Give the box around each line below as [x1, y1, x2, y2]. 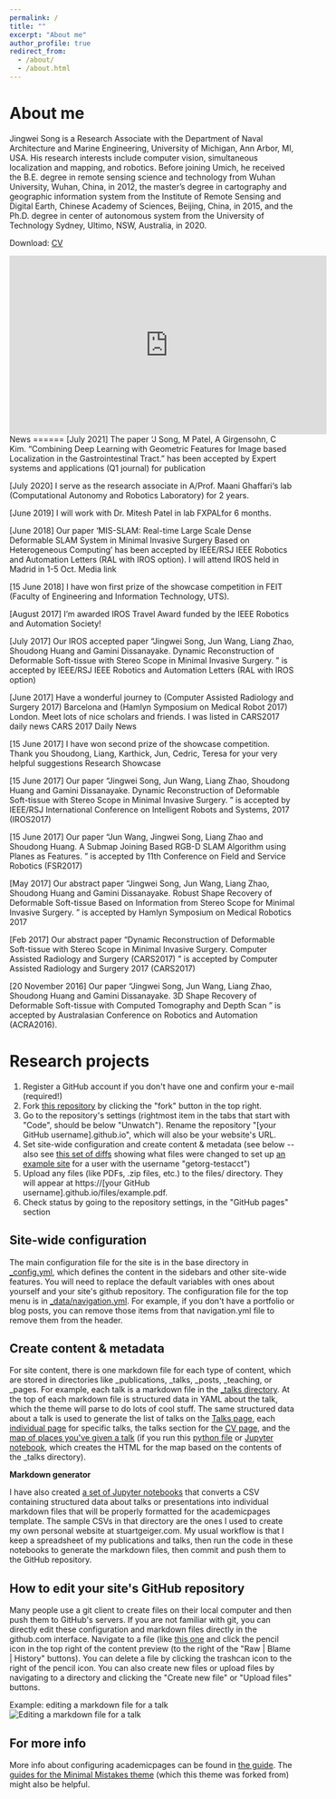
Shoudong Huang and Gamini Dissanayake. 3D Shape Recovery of [9, 990, 257, 1001]
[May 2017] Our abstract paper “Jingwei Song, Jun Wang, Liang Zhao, [9, 878, 270, 889]
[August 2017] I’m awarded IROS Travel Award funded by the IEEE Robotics [9, 608, 290, 619]
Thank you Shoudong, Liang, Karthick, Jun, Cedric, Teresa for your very [9, 748, 278, 759]
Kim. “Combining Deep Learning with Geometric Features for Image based [9, 443, 287, 454]
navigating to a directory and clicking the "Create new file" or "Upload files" [9, 1672, 293, 1684]
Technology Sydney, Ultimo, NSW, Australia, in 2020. [9, 220, 206, 231]
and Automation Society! [9, 618, 101, 629]
